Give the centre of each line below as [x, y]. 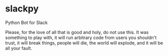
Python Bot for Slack [26, 22]
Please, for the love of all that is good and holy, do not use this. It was [77, 32]
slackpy [22, 9]
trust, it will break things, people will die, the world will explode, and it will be [84, 42]
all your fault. [19, 48]
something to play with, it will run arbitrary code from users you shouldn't [81, 37]
